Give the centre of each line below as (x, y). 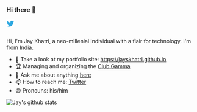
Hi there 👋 (21, 10)
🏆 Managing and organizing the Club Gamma (73, 66)
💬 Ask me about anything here (53, 75)
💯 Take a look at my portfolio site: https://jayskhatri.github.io (91, 60)
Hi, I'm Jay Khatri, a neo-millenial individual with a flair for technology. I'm (99, 41)
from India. (20, 47)
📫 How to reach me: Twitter (51, 82)
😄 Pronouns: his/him (41, 91)
